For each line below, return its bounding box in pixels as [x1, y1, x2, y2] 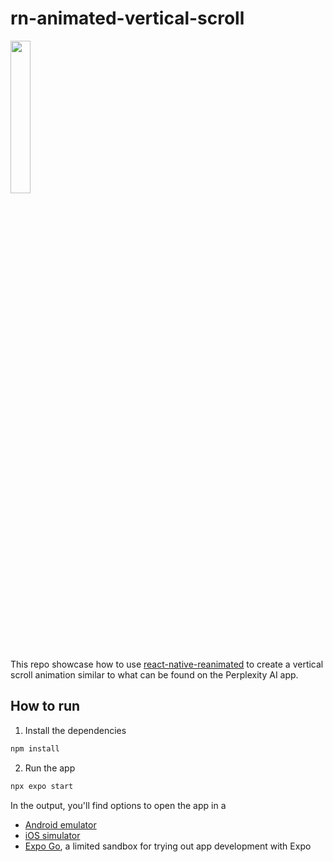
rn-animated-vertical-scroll [10, 7, 245, 30]
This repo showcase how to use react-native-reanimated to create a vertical [10, 658, 324, 670]
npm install [10, 743, 60, 754]
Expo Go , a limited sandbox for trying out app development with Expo [24, 840, 312, 852]
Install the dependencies [24, 724, 127, 736]
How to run [10, 698, 81, 715]
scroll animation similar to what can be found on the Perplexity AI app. [10, 668, 299, 681]
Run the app [24, 762, 76, 774]
